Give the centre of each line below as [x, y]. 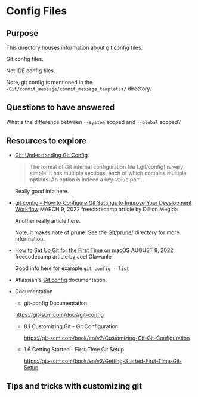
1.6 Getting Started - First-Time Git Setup [74, 349]
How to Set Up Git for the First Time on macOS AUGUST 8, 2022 [94, 250]
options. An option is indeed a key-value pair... [87, 179]
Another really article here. [47, 220]
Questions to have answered [61, 107]
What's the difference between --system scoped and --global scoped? [93, 122]
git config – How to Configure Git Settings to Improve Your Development [103, 202]
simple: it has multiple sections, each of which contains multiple [108, 173]
